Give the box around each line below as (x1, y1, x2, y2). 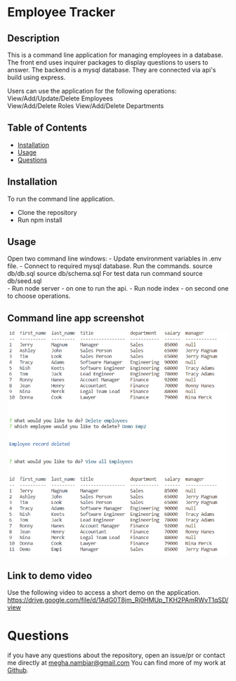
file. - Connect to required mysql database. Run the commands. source (7, 262, 213, 270)
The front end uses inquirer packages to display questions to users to (7, 58, 209, 67)
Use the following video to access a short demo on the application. (7, 588, 201, 597)
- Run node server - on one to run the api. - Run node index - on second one (7, 284, 229, 293)
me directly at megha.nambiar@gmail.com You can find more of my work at (7, 658, 226, 667)
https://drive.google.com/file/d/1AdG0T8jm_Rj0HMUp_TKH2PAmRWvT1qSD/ (7, 596, 229, 604)
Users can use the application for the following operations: (7, 87, 177, 95)
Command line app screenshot (7, 312, 145, 324)
